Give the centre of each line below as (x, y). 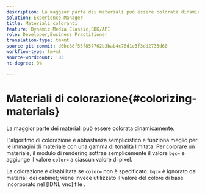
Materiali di (35, 99)
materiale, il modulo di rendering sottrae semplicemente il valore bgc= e (95, 153)
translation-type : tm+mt (38, 40)
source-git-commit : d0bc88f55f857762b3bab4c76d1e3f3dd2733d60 (87, 46)
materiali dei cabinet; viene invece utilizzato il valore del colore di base (95, 178)
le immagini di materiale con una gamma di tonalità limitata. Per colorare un (101, 146)
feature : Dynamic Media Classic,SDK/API (59, 29)
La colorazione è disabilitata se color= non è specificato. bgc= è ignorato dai (102, 171)
